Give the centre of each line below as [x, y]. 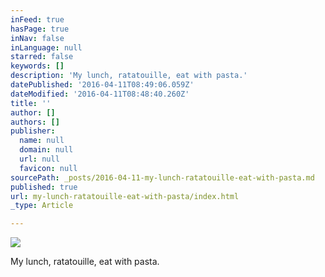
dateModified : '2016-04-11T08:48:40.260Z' [100, 94]
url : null [39, 159]
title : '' [31, 103]
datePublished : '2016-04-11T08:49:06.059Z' [102, 85]
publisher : [33, 131]
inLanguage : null [46, 47]
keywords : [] [37, 66]
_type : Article [42, 206]
